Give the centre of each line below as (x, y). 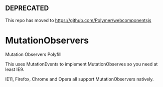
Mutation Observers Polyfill (33, 54)
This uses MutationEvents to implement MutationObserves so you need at (81, 64)
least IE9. (15, 69)
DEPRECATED (27, 8)
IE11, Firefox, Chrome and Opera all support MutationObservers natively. (79, 79)
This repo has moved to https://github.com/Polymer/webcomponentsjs (78, 20)
